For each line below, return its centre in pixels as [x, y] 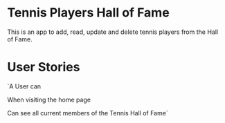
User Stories [44, 67]
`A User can [24, 86]
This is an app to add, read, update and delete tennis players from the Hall [113, 32]
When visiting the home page [49, 100]
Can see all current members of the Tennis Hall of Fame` [88, 113]
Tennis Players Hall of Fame [88, 13]
